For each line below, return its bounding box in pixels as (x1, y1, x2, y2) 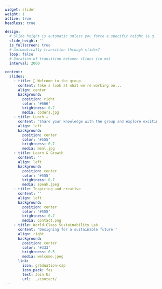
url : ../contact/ (22, 276, 57, 281)
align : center (17, 88, 47, 92)
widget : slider (5, 7, 36, 12)
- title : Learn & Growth (13, 151, 64, 155)
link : (17, 259, 29, 264)
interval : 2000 (9, 61, 40, 66)
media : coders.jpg (22, 110, 59, 115)
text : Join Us (22, 272, 51, 277)
